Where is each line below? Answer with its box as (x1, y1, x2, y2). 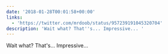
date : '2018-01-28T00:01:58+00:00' (6, 8, 96, 15)
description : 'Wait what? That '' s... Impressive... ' (6, 25, 145, 32)
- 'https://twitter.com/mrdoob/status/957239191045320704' (11, 20, 163, 26)
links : (6, 14, 23, 20)
